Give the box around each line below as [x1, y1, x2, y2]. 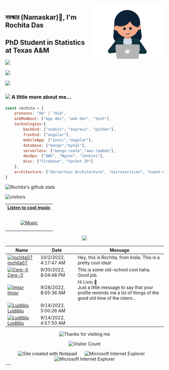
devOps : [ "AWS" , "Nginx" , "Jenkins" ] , [23, 153, 105, 158]
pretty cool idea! [77, 259, 112, 266]
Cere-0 [7, 272, 24, 278]
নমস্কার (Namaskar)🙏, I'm [5, 13, 77, 22]
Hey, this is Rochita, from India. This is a [77, 254, 160, 260]
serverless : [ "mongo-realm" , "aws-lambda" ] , [23, 148, 116, 153]
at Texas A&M [5, 46, 49, 55]
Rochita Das [5, 21, 44, 30]
